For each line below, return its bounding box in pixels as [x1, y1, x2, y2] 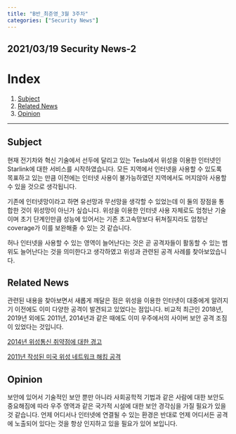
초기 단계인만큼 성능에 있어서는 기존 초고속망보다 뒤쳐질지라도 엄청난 [20, 215, 209, 223]
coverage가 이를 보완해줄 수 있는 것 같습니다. [7, 223, 132, 232]
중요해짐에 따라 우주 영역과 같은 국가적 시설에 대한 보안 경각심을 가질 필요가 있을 [7, 402, 227, 410]
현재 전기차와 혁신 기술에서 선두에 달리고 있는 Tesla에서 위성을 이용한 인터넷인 [7, 155, 221, 164]
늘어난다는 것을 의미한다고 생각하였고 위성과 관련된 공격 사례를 [20, 247, 191, 255]
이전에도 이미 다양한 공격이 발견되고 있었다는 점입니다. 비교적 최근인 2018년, [14, 305, 223, 314]
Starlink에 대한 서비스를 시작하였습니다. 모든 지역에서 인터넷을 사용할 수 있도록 [7, 165, 223, 173]
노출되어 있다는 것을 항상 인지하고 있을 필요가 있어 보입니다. [14, 419, 178, 428]
